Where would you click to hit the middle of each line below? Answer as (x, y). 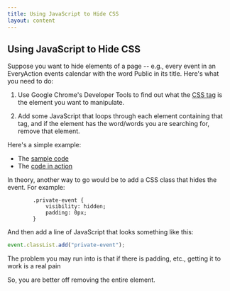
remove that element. (49, 131)
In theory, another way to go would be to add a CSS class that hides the (112, 180)
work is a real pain (34, 266)
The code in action (45, 166)
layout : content (31, 21)
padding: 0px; (66, 213)
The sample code (43, 159)
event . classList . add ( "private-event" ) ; (66, 245)
